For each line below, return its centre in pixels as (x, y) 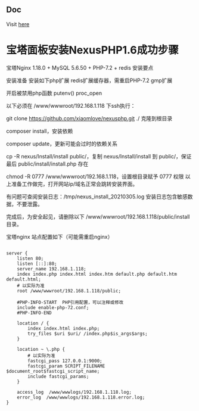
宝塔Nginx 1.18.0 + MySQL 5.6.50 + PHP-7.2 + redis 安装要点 (80, 67)
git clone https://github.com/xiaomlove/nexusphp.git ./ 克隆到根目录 (89, 118)
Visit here (18, 24)
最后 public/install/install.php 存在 (47, 164)
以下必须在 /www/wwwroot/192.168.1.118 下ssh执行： (71, 105)
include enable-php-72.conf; (53, 307)
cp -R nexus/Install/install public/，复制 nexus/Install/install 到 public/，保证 (99, 156)
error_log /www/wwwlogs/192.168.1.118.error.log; (81, 397)
